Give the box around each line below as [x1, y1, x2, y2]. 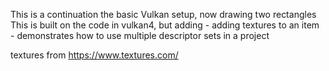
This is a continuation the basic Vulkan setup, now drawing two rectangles [10, 9, 317, 20]
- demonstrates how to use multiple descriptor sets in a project [10, 30, 270, 41]
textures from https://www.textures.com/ [10, 49, 179, 61]
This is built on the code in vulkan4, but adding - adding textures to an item [10, 19, 320, 31]
